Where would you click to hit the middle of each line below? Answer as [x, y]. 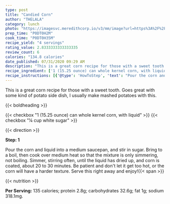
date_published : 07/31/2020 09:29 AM [45, 62]
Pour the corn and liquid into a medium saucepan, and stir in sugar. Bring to [84, 149]
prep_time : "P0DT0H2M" [29, 33]
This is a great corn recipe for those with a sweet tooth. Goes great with [80, 90]
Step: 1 [13, 140]
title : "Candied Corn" [29, 15]
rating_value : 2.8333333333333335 [42, 47]
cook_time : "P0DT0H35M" [30, 38]
